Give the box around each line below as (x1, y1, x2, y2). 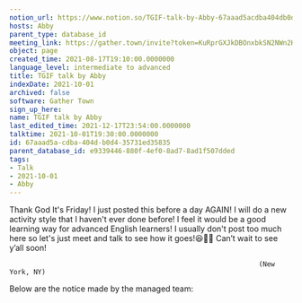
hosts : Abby (9, 22, 54, 30)
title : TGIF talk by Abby (9, 72, 106, 81)
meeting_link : (9, 38, 63, 48)
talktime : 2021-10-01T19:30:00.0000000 (9, 130, 159, 139)
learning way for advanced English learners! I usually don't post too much (9, 223, 282, 234)
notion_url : (9, 13, 54, 22)
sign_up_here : (9, 105, 63, 114)
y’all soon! (9, 243, 47, 254)
